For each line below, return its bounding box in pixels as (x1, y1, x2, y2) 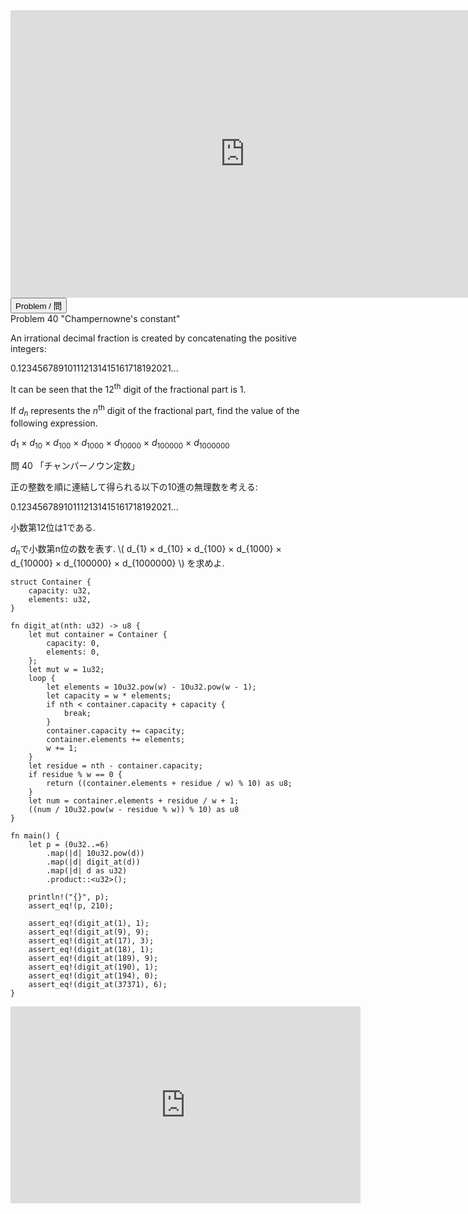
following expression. (10, 417, 98, 429)
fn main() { (10, 830, 60, 841)
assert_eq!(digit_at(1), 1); (28, 918, 150, 928)
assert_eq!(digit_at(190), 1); (28, 962, 159, 972)
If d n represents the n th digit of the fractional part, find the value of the (10, 402, 300, 419)
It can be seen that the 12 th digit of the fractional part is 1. (10, 382, 247, 395)
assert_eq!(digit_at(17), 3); (28, 935, 155, 946)
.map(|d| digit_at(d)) (46, 857, 141, 867)
